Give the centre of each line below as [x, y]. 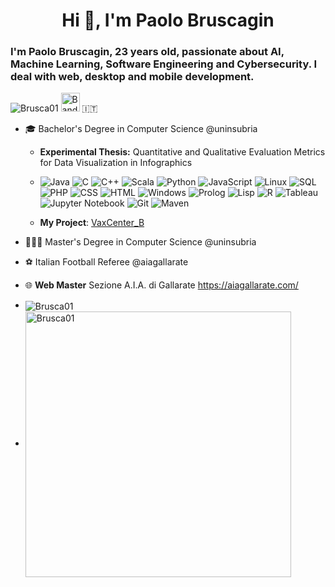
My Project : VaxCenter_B [92, 223]
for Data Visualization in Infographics [116, 163]
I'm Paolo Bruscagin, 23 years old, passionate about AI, [147, 52]
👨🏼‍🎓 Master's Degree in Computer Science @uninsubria [140, 242]
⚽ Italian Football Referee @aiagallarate [106, 262]
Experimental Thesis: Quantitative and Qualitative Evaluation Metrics [182, 152]
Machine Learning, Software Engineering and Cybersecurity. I [164, 64]
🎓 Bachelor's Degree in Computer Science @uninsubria [141, 129]
